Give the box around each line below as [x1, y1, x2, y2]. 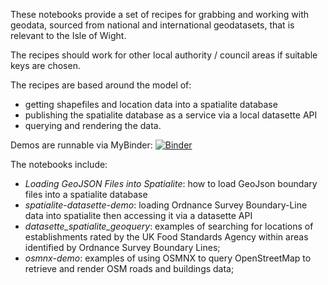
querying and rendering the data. [24, 120, 162, 131]
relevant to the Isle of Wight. [10, 30, 127, 41]
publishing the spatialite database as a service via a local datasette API [24, 109, 318, 121]
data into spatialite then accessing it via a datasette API [24, 210, 253, 221]
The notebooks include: [10, 159, 108, 170]
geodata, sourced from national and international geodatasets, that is [10, 19, 295, 31]
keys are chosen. [10, 60, 81, 71]
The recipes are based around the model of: [10, 79, 192, 91]
